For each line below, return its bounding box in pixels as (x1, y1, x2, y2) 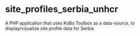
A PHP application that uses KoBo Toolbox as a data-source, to (5, 20, 135, 26)
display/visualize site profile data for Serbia (5, 25, 94, 31)
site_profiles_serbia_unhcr (5, 3, 118, 15)
